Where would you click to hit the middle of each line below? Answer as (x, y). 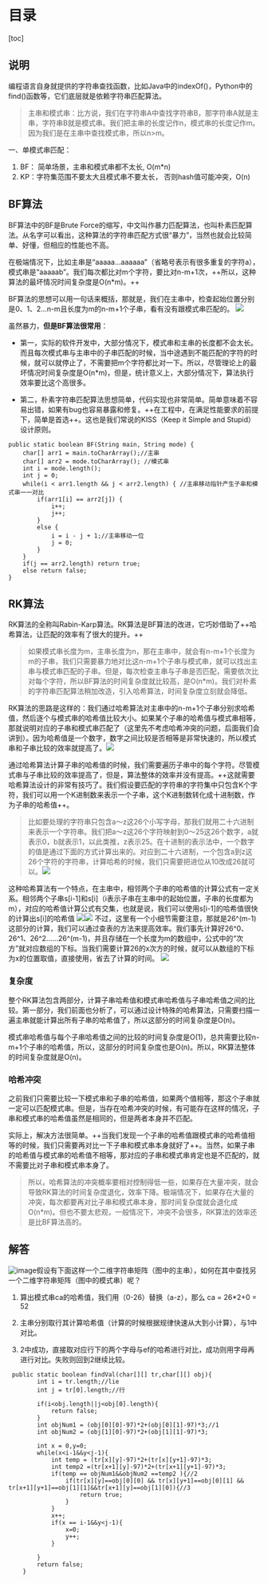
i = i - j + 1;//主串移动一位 (97, 536)
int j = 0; (41, 475)
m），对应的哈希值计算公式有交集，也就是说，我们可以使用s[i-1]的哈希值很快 (133, 908)
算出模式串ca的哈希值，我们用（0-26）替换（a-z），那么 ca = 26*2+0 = (138, 1297)
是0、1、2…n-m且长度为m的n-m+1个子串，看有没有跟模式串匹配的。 (121, 309)
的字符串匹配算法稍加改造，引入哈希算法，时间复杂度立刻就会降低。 (140, 691)
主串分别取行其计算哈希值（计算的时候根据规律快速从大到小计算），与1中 (138, 1322)
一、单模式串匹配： (40, 150)
